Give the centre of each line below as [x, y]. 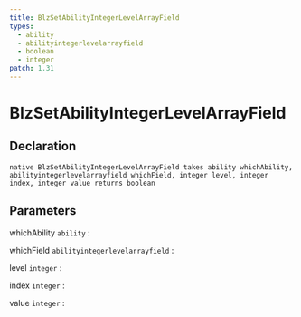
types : [22, 26]
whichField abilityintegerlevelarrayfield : [92, 250]
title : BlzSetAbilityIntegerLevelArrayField [94, 18]
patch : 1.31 [32, 69]
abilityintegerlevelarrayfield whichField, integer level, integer [139, 175]
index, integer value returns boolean [82, 183]
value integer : [37, 303]
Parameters [43, 211]
